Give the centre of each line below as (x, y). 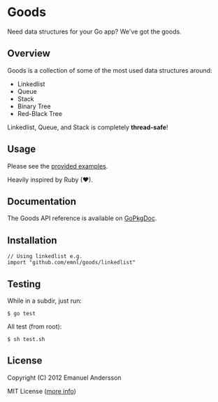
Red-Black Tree (40, 113)
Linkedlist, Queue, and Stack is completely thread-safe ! (88, 127)
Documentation (42, 201)
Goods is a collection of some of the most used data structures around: (110, 70)
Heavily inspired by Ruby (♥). (50, 180)
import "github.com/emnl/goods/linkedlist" (72, 263)
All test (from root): (35, 326)
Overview (29, 53)
